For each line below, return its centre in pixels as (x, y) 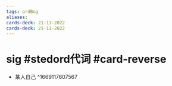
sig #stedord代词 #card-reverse (86, 59)
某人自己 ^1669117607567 (46, 77)
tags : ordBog (22, 12)
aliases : (17, 17)
